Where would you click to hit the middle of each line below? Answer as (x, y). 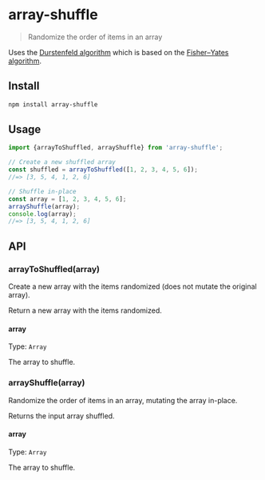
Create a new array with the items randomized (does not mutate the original (132, 286)
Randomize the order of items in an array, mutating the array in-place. (123, 400)
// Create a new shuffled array (62, 162)
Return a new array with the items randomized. (85, 310)
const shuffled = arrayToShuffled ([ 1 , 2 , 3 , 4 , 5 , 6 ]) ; (103, 170)
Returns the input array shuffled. (61, 416)
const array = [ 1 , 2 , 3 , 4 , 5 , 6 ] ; (67, 199)
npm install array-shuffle (53, 104)
